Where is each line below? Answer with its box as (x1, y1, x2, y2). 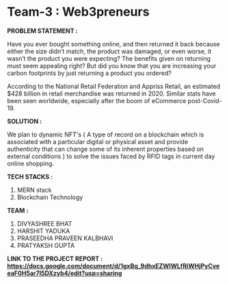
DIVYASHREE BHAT (16, 219, 72, 227)
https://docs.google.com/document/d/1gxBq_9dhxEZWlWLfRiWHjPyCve (7, 261, 220, 270)
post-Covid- (187, 96, 222, 104)
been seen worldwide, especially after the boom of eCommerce (7, 96, 187, 104)
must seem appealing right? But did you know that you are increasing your (7, 61, 217, 70)
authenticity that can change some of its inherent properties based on (7, 145, 204, 153)
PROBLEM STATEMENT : (7, 27, 78, 35)
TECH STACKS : (7, 172, 53, 181)
